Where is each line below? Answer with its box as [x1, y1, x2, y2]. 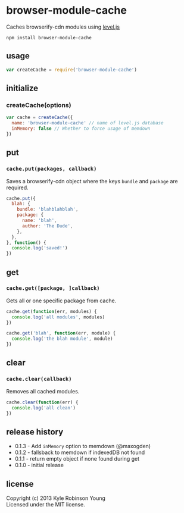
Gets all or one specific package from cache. [6, 297, 117, 304]
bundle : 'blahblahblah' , [17, 207, 79, 212]
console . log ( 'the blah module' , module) [11, 336, 113, 342]
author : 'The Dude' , [21, 223, 73, 229]
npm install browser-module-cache [6, 35, 92, 40]
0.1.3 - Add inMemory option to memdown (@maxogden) [14, 443, 151, 450]
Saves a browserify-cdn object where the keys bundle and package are [6, 177, 178, 184]
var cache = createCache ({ [6, 114, 73, 121]
